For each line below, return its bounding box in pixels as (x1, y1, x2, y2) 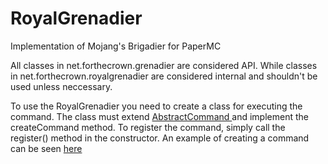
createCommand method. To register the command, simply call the (10, 121, 286, 133)
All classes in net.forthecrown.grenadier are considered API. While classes (10, 59, 318, 71)
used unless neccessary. (10, 80, 113, 92)
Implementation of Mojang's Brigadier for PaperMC (10, 40, 222, 52)
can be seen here (10, 142, 83, 154)
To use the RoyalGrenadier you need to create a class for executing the (10, 100, 303, 112)
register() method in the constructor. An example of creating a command (10, 132, 310, 144)
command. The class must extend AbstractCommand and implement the (10, 110, 309, 122)
